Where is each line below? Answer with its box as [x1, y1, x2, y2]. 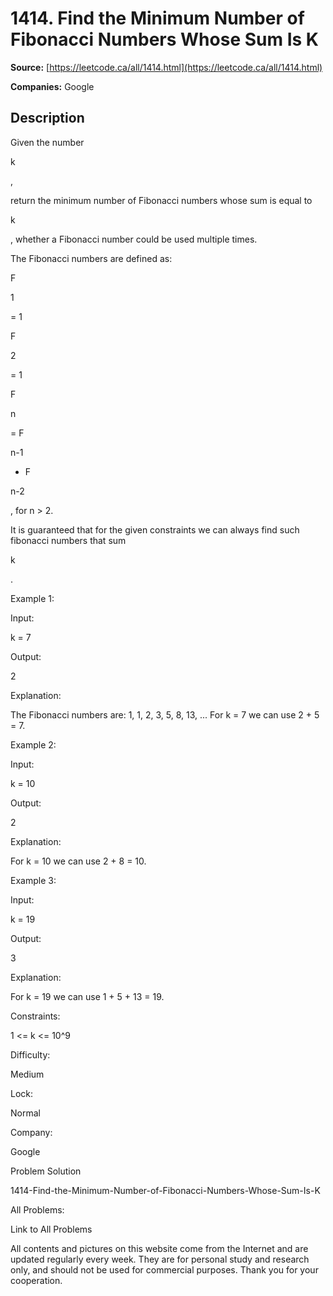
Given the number [10, 136, 85, 148]
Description [10, 110, 85, 127]
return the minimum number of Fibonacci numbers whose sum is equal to [10, 194, 313, 206]
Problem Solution [10, 1165, 82, 1177]
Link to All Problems [10, 1223, 93, 1235]
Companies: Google [10, 80, 95, 92]
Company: [10, 1126, 53, 1138]
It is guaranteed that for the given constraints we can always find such [10, 523, 300, 536]
